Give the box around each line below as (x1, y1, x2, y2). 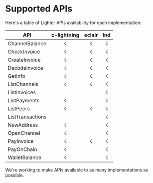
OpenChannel (8, 129, 41, 136)
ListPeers (8, 105, 30, 112)
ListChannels (8, 81, 39, 88)
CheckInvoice (8, 48, 40, 55)
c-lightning (51, 31, 79, 38)
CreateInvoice (8, 56, 41, 63)
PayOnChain (8, 146, 38, 153)
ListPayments (8, 97, 40, 104)
